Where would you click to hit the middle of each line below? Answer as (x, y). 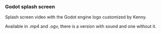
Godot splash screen (30, 7)
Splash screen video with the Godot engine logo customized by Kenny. (76, 17)
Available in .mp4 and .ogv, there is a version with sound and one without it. (81, 26)
